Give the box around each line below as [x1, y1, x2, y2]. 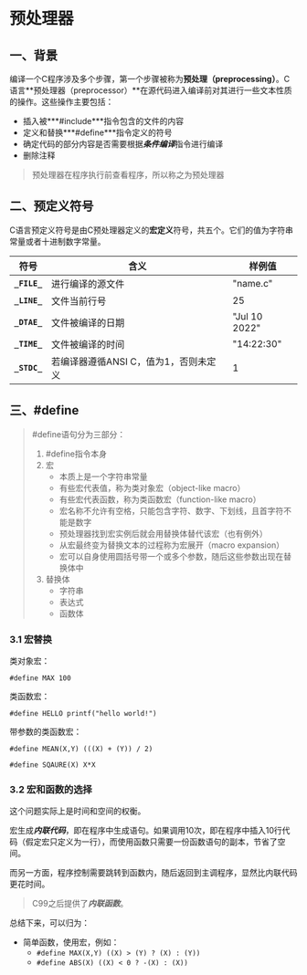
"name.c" [232, 277, 273, 289]
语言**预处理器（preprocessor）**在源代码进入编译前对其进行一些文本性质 [9, 85, 292, 96]
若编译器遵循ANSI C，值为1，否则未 [51, 355, 207, 368]
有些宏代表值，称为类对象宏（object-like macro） [58, 482, 246, 493]
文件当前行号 [51, 294, 107, 307]
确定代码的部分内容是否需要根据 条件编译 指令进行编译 [22, 139, 224, 149]
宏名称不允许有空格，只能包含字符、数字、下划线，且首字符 [58, 505, 284, 516]
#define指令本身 [45, 448, 108, 459]
